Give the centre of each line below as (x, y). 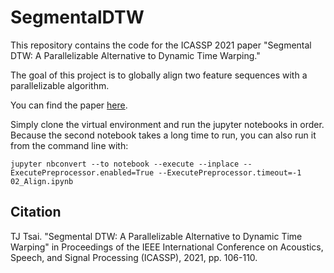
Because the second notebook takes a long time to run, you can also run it (163, 135)
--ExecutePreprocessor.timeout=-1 (230, 172)
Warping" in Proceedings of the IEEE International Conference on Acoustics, (167, 247)
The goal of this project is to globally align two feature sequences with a (159, 75)
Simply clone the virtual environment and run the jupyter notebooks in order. (167, 124)
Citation (36, 212)
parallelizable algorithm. (60, 85)
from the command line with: (69, 145)
